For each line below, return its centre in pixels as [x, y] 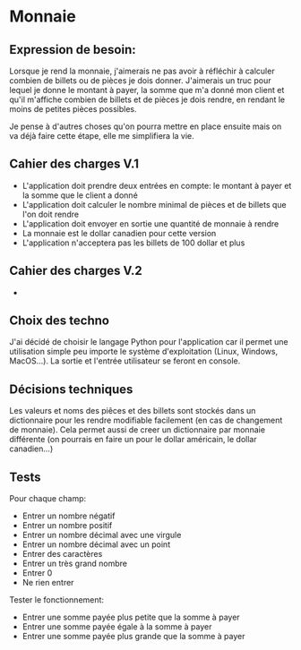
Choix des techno [60, 321]
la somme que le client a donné [80, 195]
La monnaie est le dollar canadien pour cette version [119, 233]
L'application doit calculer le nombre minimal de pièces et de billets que [154, 204]
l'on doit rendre [50, 214]
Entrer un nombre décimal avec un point [96, 544]
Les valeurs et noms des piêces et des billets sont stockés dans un [133, 411]
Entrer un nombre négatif [69, 516]
